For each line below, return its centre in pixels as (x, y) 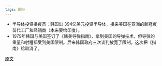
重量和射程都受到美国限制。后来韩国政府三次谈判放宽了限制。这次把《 (82, 42)
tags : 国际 (15, 9)
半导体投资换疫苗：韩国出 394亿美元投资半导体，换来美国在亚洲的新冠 (82, 24)
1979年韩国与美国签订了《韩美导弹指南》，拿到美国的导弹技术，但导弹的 (83, 36)
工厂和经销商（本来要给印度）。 (51, 30)
